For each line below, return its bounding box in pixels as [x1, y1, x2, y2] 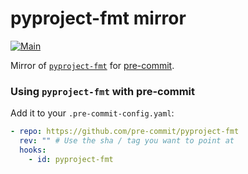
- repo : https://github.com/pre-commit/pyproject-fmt [10, 127, 240, 137]
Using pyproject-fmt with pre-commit [10, 84, 196, 98]
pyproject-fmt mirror [10, 7, 187, 30]
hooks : [19, 145, 47, 155]
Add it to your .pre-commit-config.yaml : [10, 107, 175, 119]
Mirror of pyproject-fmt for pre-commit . [10, 59, 175, 71]
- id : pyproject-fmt [28, 154, 114, 164]
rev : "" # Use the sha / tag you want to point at [19, 136, 235, 146]
